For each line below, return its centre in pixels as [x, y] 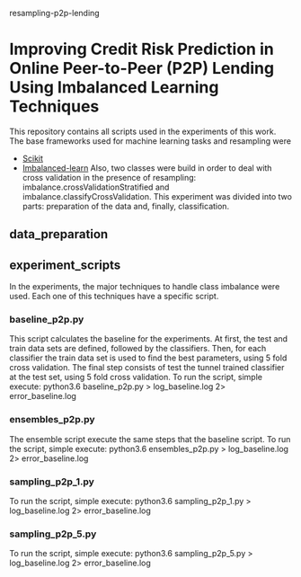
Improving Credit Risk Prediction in [142, 49]
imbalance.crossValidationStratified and [96, 187]
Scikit [32, 158]
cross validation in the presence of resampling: [109, 177]
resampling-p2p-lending [55, 13]
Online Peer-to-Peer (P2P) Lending [142, 69]
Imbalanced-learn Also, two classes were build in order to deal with [147, 168]
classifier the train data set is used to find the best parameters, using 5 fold [148, 358]
